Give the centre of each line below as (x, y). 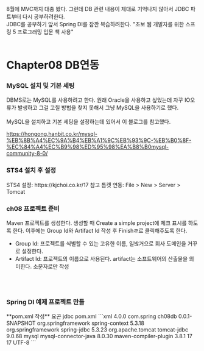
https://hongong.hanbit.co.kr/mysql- (52, 134)
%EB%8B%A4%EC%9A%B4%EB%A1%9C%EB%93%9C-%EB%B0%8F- (99, 140)
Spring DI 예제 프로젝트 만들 (46, 302)
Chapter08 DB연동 (53, 65)
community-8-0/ (27, 154)
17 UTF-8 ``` (21, 342)
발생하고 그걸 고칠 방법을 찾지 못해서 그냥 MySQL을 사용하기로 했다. (98, 108)
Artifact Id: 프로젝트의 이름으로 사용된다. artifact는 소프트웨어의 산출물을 (101, 259)
